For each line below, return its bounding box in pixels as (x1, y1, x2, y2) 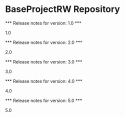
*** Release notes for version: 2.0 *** (5, 39, 82, 45)
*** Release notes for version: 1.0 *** (5, 20, 81, 26)
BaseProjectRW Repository (5, 3, 120, 15)
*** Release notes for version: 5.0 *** (5, 97, 82, 103)
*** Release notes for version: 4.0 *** (5, 78, 82, 84)
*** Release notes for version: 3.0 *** (5, 58, 82, 64)
